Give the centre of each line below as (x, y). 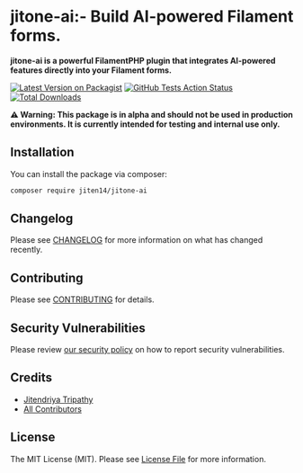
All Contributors (52, 409)
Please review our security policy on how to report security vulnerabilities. (147, 350)
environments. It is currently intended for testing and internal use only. (145, 124)
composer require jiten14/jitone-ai (79, 191)
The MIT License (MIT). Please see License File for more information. (138, 459)
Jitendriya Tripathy (58, 399)
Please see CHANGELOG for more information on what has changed (137, 240)
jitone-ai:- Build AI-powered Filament (152, 17)
